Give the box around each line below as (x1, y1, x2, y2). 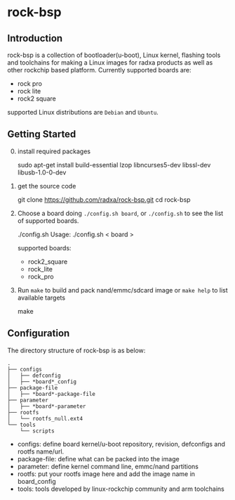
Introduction (7, 32, 63, 44)
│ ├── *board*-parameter (7, 402, 86, 410)
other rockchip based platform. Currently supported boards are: (7, 66, 192, 74)
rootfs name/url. (17, 447, 65, 456)
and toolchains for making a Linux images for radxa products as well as (7, 58, 213, 67)
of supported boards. (17, 216, 79, 225)
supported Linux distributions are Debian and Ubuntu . (7, 108, 159, 116)
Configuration (7, 328, 70, 340)
